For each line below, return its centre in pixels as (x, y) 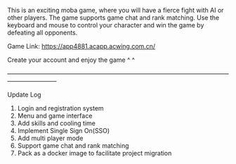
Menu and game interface (55, 116)
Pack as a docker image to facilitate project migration (94, 153)
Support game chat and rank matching (73, 146)
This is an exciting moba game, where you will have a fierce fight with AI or (116, 10)
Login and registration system (60, 108)
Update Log (24, 95)
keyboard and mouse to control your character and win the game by (106, 25)
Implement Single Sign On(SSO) (64, 131)
